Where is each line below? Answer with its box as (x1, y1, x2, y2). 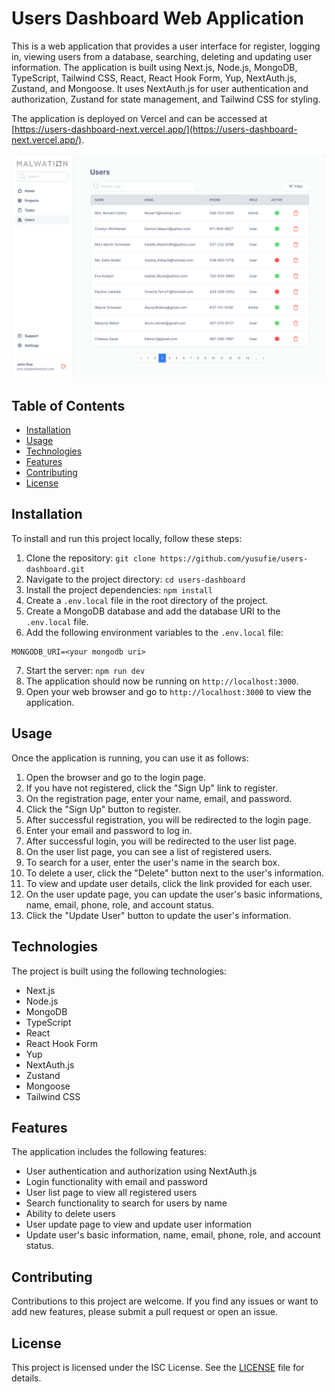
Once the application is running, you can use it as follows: (11, 752, 249, 764)
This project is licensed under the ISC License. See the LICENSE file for (11, 1361, 305, 1373)
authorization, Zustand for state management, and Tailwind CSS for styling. (11, 93, 321, 105)
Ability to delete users (25, 1208, 116, 1220)
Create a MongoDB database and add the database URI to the (25, 605, 281, 617)
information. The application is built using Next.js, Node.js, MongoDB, (11, 61, 298, 73)
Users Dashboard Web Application (11, 7, 304, 30)
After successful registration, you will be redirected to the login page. (25, 813, 312, 826)
